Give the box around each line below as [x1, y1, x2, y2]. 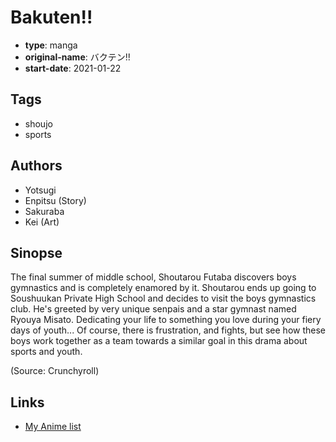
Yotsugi [24, 184, 57, 196]
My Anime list [24, 421, 82, 433]
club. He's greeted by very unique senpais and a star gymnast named [10, 303, 297, 315]
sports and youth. [10, 346, 83, 358]
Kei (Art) [24, 216, 60, 228]
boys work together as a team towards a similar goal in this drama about [10, 335, 308, 347]
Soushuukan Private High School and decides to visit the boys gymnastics [10, 292, 317, 305]
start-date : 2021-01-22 [24, 62, 122, 74]
